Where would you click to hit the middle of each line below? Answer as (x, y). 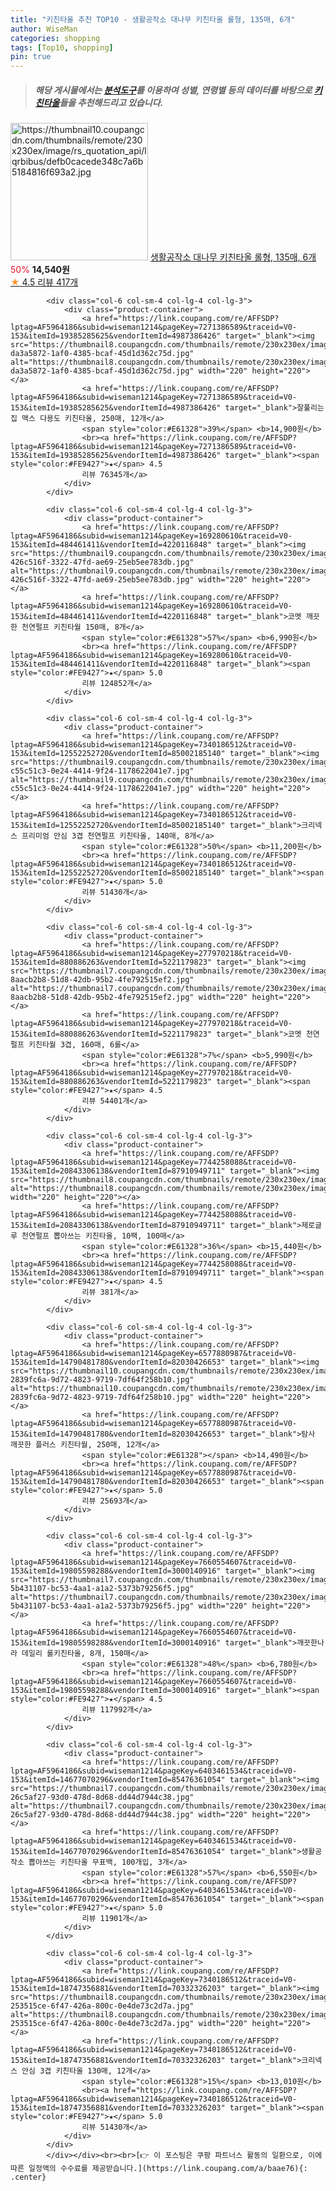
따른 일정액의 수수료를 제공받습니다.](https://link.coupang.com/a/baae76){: (159, 2169)
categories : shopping (55, 38)
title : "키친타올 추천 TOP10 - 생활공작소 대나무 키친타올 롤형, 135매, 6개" (153, 19)
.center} (28, 2177)
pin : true (31, 57)
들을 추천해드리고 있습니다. (111, 102)
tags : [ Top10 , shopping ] (62, 47)
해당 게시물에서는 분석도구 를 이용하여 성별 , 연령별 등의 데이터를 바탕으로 (173, 90)
